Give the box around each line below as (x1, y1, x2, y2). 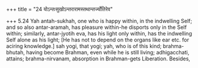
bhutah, (6, 49, 25, 56)
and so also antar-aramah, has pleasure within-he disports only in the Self (6, 24, 187, 31)
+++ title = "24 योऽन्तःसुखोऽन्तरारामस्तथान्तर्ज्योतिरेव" (6, 6, 113, 12)
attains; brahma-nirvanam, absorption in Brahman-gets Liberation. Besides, (6, 55, 191, 62)
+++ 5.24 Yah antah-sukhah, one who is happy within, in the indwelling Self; (6, 18, 193, 24)
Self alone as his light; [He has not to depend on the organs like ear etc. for (6, 36, 190, 43)
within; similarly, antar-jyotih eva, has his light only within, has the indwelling (6, 30, 193, 37)
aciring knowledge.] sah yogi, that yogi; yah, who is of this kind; (6, 43, 162, 50)
